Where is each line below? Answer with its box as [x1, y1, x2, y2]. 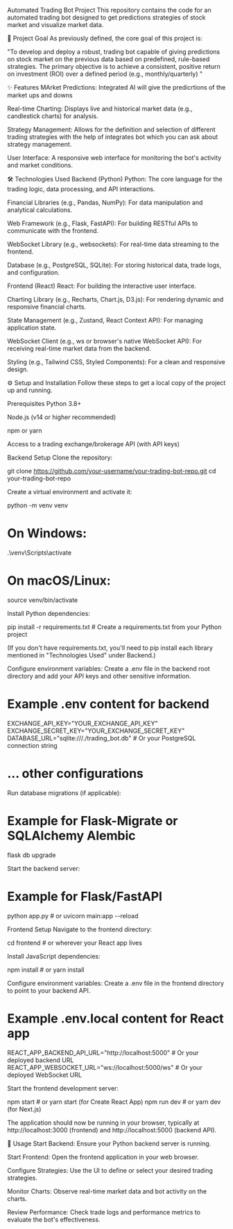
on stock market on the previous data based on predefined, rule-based [7, 55, 210, 63]
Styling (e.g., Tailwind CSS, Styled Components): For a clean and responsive [7, 358, 225, 366]
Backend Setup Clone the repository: [7, 453, 113, 462]
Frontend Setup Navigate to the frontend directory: [7, 925, 153, 934]
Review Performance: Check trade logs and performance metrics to [7, 1207, 201, 1216]
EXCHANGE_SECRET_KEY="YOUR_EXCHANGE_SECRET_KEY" [7, 726, 185, 735]
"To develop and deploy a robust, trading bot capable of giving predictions [7, 48, 221, 56]
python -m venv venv [7, 501, 68, 510]
